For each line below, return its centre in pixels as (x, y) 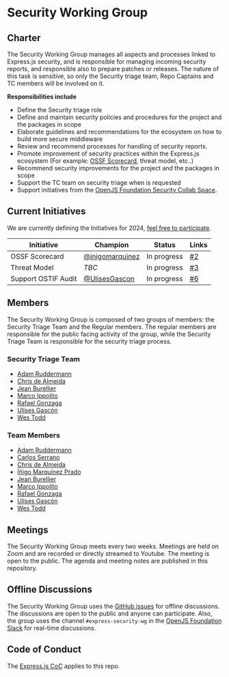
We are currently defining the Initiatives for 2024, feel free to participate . (109, 228)
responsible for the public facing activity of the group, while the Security (109, 334)
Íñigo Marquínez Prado (49, 472)
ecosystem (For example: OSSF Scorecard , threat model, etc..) (105, 161)
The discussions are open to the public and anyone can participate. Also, (110, 613)
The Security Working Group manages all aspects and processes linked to (111, 54)
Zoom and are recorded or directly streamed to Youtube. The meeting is (108, 554)
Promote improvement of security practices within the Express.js (108, 153)
